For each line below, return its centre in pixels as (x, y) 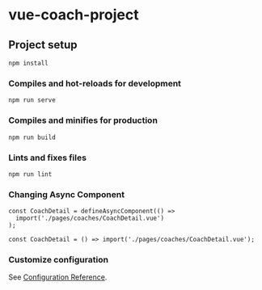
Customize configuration (59, 260)
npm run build (32, 137)
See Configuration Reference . (58, 277)
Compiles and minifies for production (83, 120)
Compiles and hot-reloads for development (95, 83)
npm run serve (32, 100)
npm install (28, 63)
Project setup (43, 45)
